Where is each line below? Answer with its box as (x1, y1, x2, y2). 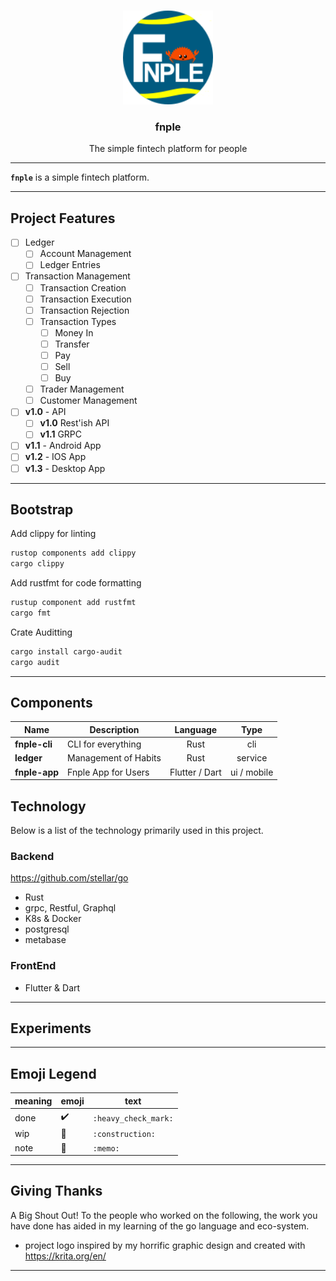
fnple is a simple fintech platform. (10, 171, 150, 184)
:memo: (92, 1143, 120, 1154)
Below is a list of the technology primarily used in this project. (10, 825, 264, 837)
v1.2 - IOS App (24, 451, 87, 463)
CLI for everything (67, 738, 142, 750)
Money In (54, 326, 94, 339)
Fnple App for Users (67, 766, 150, 778)
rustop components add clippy (10, 548, 137, 559)
